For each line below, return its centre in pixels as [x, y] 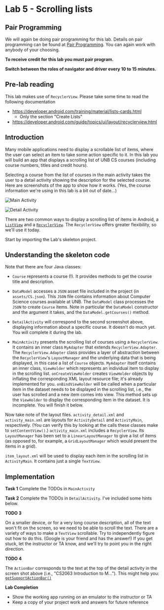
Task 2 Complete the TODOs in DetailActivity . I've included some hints [79, 498]
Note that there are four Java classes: [43, 267]
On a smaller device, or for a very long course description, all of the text [78, 523]
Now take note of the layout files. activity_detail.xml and [65, 415]
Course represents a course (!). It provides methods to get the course [82, 276]
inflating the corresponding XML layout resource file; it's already [78, 379]
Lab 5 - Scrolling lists [49, 9]
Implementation [30, 477]
